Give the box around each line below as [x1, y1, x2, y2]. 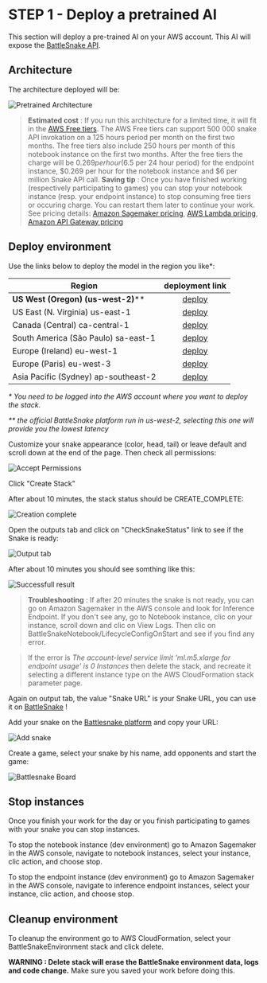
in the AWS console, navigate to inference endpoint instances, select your [8, 881, 250, 891]
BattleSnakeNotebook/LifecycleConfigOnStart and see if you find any [27, 629, 255, 638]
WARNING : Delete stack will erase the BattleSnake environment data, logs [8, 958, 259, 967]
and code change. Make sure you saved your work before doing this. [8, 965, 236, 976]
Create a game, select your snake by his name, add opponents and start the [8, 748, 257, 758]
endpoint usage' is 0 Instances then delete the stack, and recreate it [27, 661, 252, 670]
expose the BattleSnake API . [8, 40, 101, 49]
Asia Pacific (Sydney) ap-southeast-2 [12, 371, 157, 382]
